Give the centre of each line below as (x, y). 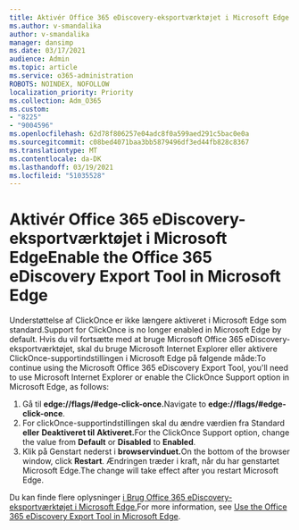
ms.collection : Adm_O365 (55, 101)
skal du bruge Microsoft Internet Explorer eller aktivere (178, 349)
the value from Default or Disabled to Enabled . (109, 442)
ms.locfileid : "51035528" (57, 175)
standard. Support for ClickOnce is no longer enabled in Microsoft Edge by (145, 330)
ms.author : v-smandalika (55, 26)
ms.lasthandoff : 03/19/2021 (62, 167)
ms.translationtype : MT (54, 150)
